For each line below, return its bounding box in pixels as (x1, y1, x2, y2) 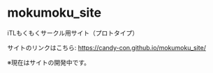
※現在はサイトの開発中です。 (7, 58, 91, 67)
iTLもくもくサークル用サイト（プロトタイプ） (7, 29, 138, 37)
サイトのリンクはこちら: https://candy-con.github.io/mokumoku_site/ (7, 43, 206, 51)
